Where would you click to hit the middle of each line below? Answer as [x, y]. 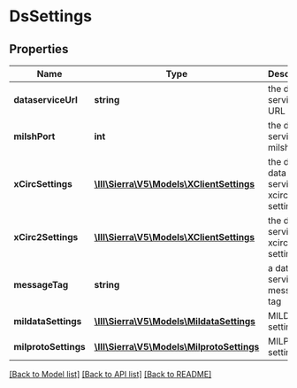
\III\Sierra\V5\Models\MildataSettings [175, 321]
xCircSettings [43, 184]
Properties [39, 49]
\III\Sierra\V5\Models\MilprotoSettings [177, 347]
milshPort [34, 136]
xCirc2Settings [46, 237]
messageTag [41, 285]
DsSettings [51, 16]
